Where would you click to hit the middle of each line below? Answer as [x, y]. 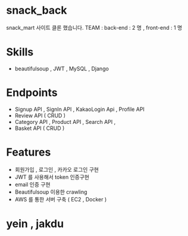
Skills [20, 52]
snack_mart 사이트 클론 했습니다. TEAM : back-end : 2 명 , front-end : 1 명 [94, 27]
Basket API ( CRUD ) [40, 128]
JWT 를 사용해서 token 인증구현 [52, 177]
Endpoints [32, 93]
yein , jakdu [35, 223]
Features [29, 152]
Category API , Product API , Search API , [65, 122]
